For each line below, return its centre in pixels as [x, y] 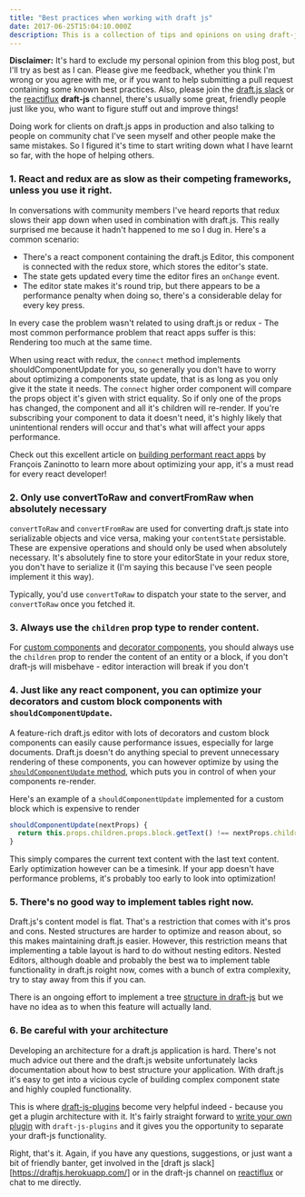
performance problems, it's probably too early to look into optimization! [143, 879]
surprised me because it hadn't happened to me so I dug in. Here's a [138, 229]
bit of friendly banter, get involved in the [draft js [100, 1162]
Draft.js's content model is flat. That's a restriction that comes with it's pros [150, 922]
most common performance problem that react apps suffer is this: [133, 332]
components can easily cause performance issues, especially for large [142, 743]
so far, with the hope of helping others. [82, 155]
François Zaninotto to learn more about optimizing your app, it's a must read [152, 464]
